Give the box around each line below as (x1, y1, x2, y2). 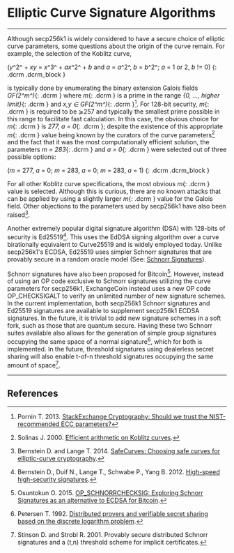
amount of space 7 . (7, 359, 61, 369)
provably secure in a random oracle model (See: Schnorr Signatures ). (7, 255, 207, 263)
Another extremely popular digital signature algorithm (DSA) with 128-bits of (7, 224, 226, 232)
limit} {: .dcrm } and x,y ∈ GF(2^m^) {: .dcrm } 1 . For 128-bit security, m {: (7, 98, 210, 108)
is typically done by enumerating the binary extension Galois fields (7, 84, 198, 92)
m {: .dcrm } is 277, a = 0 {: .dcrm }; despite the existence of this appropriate (7, 122, 224, 130)
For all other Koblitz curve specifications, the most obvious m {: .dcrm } (7, 180, 210, 188)
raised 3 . (7, 209, 30, 219)
